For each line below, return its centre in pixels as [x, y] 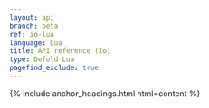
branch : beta [34, 26]
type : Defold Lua [42, 59]
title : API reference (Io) [60, 51]
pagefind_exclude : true [54, 68]
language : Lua [36, 43]
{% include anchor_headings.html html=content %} [105, 93]
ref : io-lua [32, 34]
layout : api [32, 18]
